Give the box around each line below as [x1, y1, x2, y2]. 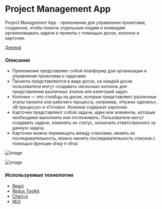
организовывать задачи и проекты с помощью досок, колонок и [5, 30, 140, 36]
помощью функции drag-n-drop [12, 141, 78, 146]
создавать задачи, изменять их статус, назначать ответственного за [12, 120, 156, 125]
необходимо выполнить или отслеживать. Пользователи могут [12, 115, 144, 121]
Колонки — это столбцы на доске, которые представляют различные [12, 94, 157, 100]
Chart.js [12, 193, 28, 199]
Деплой [5, 44, 21, 50]
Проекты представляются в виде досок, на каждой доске [12, 78, 133, 84]
